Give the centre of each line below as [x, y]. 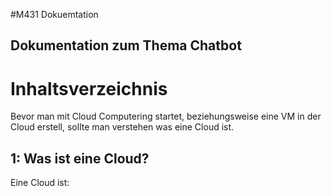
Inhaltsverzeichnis [89, 88]
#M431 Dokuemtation [54, 14]
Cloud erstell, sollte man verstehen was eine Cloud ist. [122, 127]
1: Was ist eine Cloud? [80, 158]
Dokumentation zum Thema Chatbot [126, 45]
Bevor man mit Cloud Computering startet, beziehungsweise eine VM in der [166, 116]
